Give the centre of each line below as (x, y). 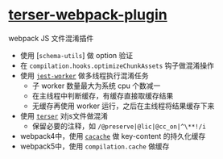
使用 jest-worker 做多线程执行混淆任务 (84, 75)
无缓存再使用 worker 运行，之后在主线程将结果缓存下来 (123, 106)
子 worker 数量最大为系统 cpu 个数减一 (96, 86)
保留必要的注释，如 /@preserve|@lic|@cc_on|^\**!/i (119, 126)
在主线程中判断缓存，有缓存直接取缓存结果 (103, 95)
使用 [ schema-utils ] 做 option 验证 (76, 55)
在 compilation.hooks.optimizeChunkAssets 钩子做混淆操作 (117, 65)
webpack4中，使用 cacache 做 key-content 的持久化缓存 (113, 136)
